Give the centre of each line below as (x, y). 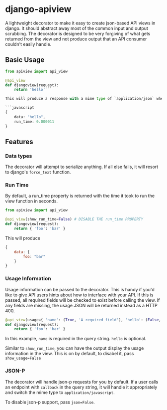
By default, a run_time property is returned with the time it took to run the (80, 196)
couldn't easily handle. (28, 44)
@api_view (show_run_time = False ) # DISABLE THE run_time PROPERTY (74, 219)
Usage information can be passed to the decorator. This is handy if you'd (80, 289)
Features (19, 141)
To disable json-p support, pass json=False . (50, 402)
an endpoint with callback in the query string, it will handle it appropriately (81, 387)
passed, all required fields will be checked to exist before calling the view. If (83, 300)
